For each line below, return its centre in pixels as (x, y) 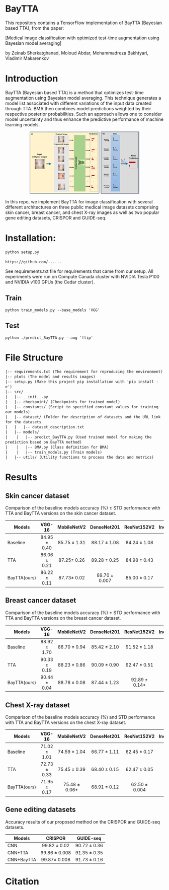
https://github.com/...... (33, 262)
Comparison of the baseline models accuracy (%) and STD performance (80, 717)
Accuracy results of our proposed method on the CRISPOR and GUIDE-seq (82, 822)
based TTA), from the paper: (35, 28)
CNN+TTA (18, 852)
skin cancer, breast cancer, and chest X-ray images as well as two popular (82, 212)
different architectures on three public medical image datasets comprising (82, 207)
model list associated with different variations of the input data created (78, 103)
